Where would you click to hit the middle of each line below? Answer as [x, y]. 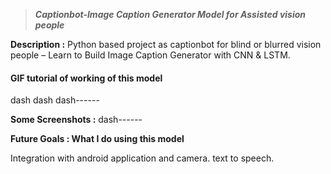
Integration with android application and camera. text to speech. [142, 158]
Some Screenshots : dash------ [76, 120]
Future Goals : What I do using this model [97, 139]
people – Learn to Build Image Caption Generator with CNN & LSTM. [150, 55]
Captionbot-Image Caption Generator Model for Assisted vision [170, 14]
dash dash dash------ [55, 100]
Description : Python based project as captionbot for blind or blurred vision [166, 44]
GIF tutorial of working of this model [86, 78]
